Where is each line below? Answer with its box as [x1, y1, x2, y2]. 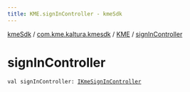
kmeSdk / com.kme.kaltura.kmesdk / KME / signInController [7, 30, 183, 38]
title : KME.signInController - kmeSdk [7, 10, 122, 18]
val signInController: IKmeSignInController [7, 78, 142, 85]
